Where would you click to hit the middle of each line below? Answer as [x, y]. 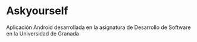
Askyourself [37, 11]
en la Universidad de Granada [43, 33]
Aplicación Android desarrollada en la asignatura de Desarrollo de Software [98, 27]
